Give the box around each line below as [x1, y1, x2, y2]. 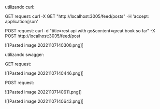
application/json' [5, 19, 39, 24]
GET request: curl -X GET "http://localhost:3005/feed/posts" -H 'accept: [5, 14, 149, 19]
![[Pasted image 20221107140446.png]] [5, 70, 84, 76]
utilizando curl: [5, 4, 35, 10]
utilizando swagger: [5, 52, 44, 57]
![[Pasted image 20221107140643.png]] [5, 98, 84, 104]
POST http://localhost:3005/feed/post [5, 33, 81, 39]
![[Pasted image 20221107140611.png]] [5, 89, 82, 95]
